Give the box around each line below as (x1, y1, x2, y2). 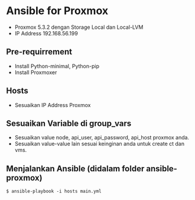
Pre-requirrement (6, 47, 73, 57)
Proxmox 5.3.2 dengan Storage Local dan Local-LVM (14, 24, 144, 31)
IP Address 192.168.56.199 (14, 29, 78, 36)
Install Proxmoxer (14, 69, 57, 76)
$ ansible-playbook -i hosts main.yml (6, 188, 102, 195)
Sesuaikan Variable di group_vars (6, 118, 132, 128)
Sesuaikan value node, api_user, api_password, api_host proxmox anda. (14, 134, 190, 141)
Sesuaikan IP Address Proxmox (14, 101, 91, 108)
